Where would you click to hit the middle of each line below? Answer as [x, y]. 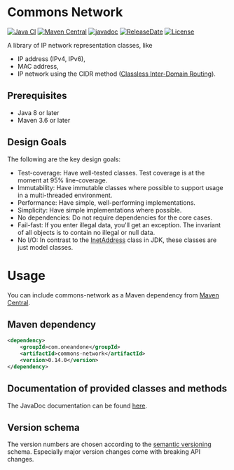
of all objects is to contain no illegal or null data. [86, 232]
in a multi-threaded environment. [65, 195]
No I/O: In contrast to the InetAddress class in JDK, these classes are [117, 240]
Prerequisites [37, 96]
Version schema [43, 428]
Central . [19, 302]
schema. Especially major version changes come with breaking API [104, 452]
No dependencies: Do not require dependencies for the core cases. [115, 217]
